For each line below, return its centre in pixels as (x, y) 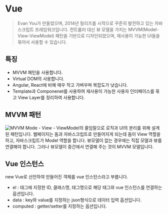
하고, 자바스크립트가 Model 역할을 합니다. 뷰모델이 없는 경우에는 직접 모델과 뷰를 (83, 140)
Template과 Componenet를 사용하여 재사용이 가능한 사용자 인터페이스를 (83, 91)
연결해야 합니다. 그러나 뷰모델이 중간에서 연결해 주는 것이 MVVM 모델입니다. (79, 146)
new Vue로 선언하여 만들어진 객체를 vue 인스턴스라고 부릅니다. (67, 177)
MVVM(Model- (143, 29)
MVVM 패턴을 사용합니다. (37, 72)
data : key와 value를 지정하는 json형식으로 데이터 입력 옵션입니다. (77, 200)
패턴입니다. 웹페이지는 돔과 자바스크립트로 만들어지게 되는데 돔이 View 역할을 (85, 134)
